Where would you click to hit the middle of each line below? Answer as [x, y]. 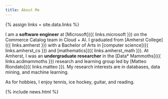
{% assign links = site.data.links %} [42, 24]
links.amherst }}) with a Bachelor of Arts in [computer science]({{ [80, 45]
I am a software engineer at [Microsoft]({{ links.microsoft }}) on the [76, 34]
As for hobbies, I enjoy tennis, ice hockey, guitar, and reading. [70, 82]
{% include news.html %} [32, 91]
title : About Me [22, 10]
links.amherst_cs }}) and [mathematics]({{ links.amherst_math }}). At [77, 50]
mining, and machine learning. [37, 72]
